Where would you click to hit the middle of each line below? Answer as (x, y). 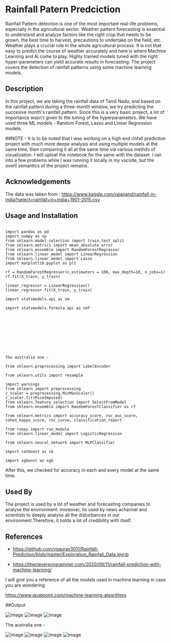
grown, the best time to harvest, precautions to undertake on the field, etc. (83, 40)
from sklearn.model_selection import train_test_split (65, 241)
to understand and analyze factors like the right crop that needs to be (78, 34)
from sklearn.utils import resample (44, 375)
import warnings (22, 385)
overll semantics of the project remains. (47, 166)
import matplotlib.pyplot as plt (41, 263)
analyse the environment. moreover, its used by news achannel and (76, 510)
